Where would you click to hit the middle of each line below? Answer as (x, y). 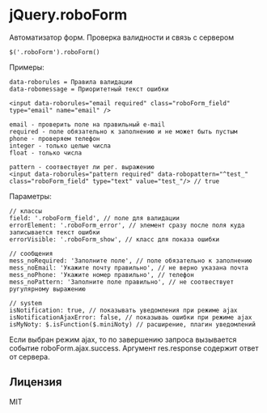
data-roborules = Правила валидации (71, 82)
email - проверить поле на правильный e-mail (87, 124)
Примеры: (27, 67)
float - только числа (46, 153)
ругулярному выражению (47, 289)
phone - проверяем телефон (55, 138)
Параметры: (30, 196)
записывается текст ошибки (55, 232)
